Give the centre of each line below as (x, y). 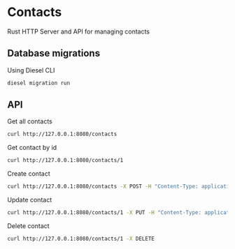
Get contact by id (32, 148)
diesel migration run (39, 83)
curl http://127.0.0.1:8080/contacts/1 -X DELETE (81, 239)
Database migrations (54, 53)
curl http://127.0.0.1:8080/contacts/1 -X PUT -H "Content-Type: (104, 213)
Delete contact (29, 226)
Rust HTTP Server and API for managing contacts (79, 31)
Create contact (29, 174)
